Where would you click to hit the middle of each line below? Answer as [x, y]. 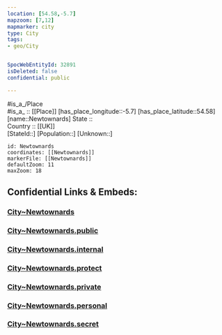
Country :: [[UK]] [31, 126]
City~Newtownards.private [54, 287]
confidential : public [39, 77]
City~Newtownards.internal [55, 249]
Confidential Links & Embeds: [72, 192]
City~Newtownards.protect [55, 268]
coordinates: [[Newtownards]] [51, 152]
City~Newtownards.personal [57, 306]
